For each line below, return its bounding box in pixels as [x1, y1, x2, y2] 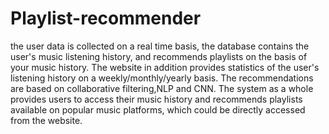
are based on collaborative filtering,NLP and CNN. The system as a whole [10, 82, 314, 94]
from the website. [10, 114, 83, 126]
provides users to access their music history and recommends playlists [10, 93, 303, 105]
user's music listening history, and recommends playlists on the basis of [10, 50, 308, 62]
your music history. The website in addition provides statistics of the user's [10, 61, 320, 73]
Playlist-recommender [10, 7, 202, 30]
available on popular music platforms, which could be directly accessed [10, 103, 306, 116]
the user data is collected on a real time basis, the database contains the [10, 40, 310, 52]
